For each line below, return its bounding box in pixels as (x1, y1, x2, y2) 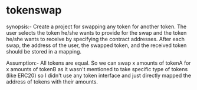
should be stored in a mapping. (6, 48, 81, 55)
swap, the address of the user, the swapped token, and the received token (6, 42, 187, 49)
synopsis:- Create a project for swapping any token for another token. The (6, 23, 187, 30)
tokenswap (6, 4, 62, 17)
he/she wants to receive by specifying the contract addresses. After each (6, 35, 185, 42)
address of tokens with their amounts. (6, 78, 98, 85)
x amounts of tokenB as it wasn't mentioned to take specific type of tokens (6, 65, 188, 72)
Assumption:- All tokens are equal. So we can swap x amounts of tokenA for (6, 59, 191, 66)
